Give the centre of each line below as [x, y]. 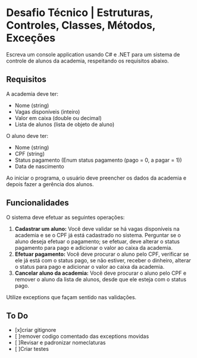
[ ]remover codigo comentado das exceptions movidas [82, 337]
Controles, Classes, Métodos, [81, 25]
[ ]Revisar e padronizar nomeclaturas [60, 343]
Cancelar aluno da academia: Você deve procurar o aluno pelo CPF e [100, 273]
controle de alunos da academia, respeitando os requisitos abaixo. [87, 61]
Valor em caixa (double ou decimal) [58, 118]
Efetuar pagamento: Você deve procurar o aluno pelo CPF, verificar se [102, 254]
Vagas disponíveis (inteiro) [47, 112]
